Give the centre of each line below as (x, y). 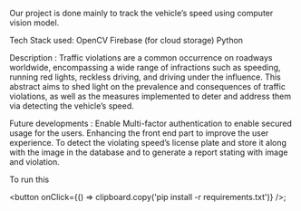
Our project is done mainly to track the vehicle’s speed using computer (141, 13)
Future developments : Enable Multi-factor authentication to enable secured (151, 123)
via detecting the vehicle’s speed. (72, 106)
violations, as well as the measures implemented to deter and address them (150, 96)
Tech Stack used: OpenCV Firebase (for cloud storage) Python (126, 40)
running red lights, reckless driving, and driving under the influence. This (145, 77)
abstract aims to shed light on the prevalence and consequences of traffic (147, 86)
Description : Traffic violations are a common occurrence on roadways (141, 58)
